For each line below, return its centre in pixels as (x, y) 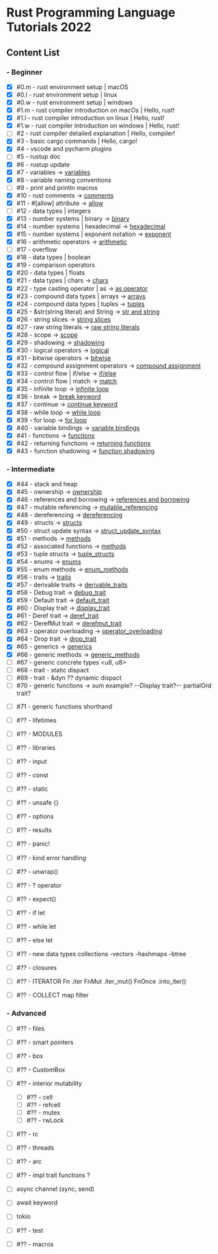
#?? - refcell (43, 1104)
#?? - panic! (33, 844)
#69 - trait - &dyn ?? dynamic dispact (69, 678)
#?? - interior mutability (49, 1083)
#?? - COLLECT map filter (53, 995)
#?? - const (32, 775)
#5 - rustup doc (38, 156)
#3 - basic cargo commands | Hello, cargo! (77, 141)
